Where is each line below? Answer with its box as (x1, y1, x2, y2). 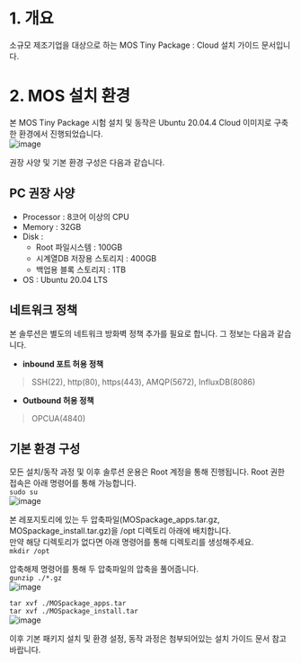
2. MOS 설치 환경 (9, 86, 131, 106)
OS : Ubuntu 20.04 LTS (22, 274, 108, 285)
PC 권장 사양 (9, 186, 75, 201)
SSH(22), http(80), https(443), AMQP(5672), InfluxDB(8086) (31, 376, 256, 387)
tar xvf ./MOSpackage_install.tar (9, 607, 139, 616)
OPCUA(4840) (31, 412, 86, 423)
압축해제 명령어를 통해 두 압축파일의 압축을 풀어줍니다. (9, 563, 199, 575)
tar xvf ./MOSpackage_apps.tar (9, 599, 127, 608)
